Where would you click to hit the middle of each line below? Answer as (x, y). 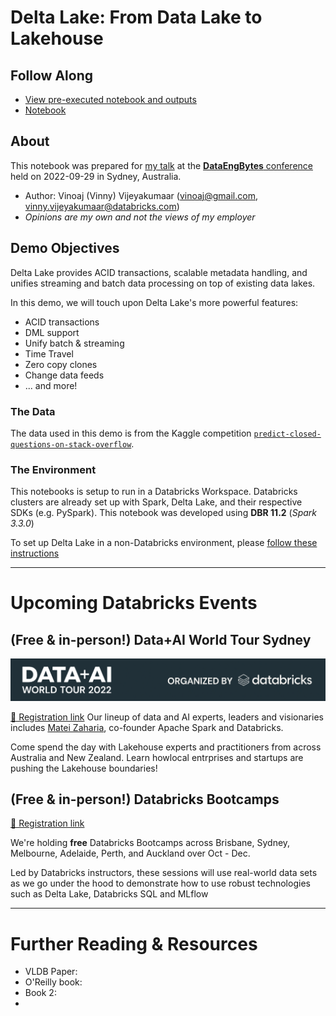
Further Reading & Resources (134, 943)
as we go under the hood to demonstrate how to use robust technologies (160, 883)
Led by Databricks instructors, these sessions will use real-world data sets (164, 873)
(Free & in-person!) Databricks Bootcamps (145, 799)
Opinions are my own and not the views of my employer (140, 217)
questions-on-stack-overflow (71, 444)
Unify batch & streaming (74, 343)
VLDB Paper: (51, 972)
